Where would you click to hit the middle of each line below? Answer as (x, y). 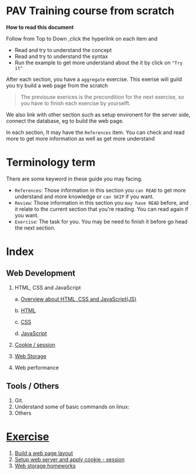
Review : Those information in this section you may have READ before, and (102, 202)
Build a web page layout (44, 453)
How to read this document (40, 27)
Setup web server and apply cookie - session (69, 459)
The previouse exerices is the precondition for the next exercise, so (102, 97)
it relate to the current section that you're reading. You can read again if (101, 209)
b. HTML (25, 310)
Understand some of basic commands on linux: (72, 407)
